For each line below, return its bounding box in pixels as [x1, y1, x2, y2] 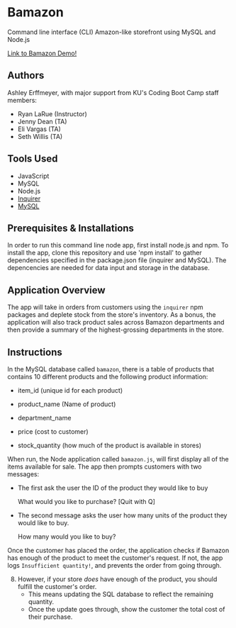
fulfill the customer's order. [17, 583, 97, 590]
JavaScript [17, 172, 50, 180]
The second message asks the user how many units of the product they [17, 511, 227, 520]
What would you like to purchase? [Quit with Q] [17, 498, 156, 505]
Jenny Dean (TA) [17, 117, 67, 125]
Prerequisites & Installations [7, 222, 135, 234]
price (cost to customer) [17, 427, 89, 436]
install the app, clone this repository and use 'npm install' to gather [7, 249, 202, 257]
